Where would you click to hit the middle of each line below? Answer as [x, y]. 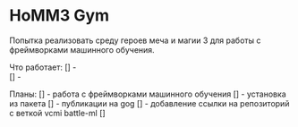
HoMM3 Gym [60, 16]
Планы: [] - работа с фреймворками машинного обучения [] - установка [148, 94]
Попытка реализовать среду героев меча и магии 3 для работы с [135, 40]
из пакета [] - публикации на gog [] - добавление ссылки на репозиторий [149, 103]
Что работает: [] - [43, 67]
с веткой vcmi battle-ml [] [57, 113]
